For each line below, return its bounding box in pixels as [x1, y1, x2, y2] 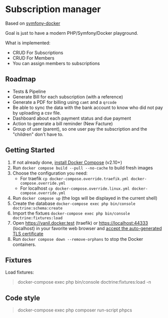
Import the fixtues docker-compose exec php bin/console [12, 210, 130, 216]
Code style [5, 294, 40, 302]
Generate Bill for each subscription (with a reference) [12, 93, 124, 99]
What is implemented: [5, 39, 50, 46]
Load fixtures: [5, 269, 34, 276]
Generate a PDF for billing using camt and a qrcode [12, 99, 117, 105]
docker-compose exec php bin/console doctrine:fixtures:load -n [17, 279, 151, 285]
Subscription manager [5, 4, 101, 15]
